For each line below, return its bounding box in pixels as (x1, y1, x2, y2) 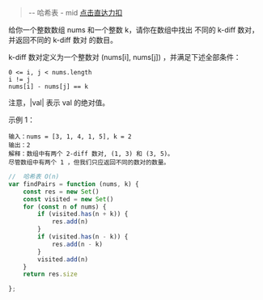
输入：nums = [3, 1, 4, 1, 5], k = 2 (8, 133, 132, 141)
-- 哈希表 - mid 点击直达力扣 (28, 8, 123, 17)
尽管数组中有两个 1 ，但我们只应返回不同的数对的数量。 (8, 158, 170, 167)
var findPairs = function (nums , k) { (8, 180, 139, 188)
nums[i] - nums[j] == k (8, 82, 89, 91)
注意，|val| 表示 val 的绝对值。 (8, 98, 110, 108)
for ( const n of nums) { (23, 202, 107, 211)
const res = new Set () (23, 188, 100, 196)
